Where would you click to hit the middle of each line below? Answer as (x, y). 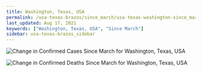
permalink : (20, 17)
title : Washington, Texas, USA (45, 12)
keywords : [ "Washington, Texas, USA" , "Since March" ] (75, 28)
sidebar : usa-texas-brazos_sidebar (51, 34)
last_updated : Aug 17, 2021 (41, 23)
